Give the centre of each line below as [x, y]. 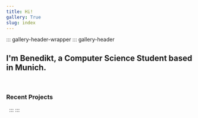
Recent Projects [30, 97]
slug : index [21, 23]
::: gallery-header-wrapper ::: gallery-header [60, 40]
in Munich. [26, 67]
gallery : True [24, 17]
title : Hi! [20, 12]
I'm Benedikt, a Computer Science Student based [99, 58]
